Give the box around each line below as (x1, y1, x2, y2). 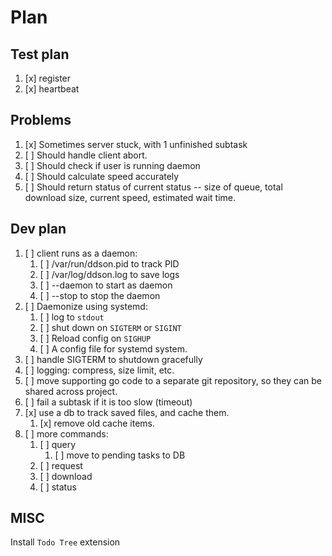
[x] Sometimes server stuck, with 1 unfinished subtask (24, 138, 248, 150)
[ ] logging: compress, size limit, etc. (24, 364, 175, 376)
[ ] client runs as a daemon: (24, 247, 138, 259)
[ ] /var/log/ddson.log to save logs (39, 268, 180, 280)
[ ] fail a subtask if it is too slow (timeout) (24, 396, 193, 408)
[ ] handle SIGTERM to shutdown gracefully (24, 353, 203, 365)
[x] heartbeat (24, 83, 80, 95)
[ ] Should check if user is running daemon (24, 159, 201, 171)
